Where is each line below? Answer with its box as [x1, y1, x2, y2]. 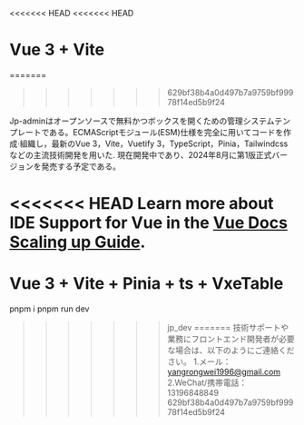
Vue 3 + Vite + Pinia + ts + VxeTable [9, 273, 284, 294]
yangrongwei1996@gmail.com [167, 367, 281, 378]
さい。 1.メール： [167, 356, 231, 367]
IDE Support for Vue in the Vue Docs [9, 212, 289, 233]
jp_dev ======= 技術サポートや [167, 322, 289, 333]
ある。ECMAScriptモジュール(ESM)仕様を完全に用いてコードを [48, 126, 284, 137]
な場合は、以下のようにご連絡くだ [167, 345, 295, 356]
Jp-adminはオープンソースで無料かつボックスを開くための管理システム [9, 115, 275, 126]
